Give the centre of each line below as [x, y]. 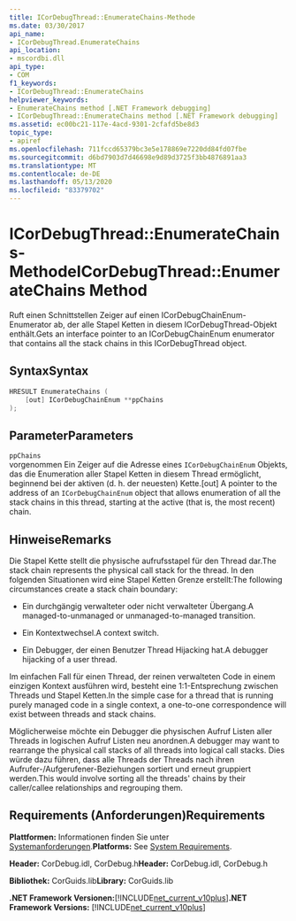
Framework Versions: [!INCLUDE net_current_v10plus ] [107, 907]
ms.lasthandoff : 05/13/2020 [61, 182]
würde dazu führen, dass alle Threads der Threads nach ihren [122, 759]
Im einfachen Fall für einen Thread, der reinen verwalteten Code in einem [142, 677]
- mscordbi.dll [37, 58]
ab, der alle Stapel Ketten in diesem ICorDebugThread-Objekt [165, 324]
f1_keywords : [33, 83]
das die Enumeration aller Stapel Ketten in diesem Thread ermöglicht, [135, 474]
